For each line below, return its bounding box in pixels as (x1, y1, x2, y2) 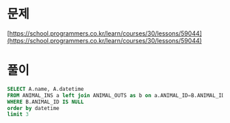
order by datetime (7, 105, 60, 111)
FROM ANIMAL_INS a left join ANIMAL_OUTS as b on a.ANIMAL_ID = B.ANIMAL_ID (7, 92, 225, 99)
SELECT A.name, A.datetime (7, 85, 84, 92)
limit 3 (7, 111, 29, 118)
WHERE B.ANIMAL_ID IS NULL (7, 98, 84, 105)
